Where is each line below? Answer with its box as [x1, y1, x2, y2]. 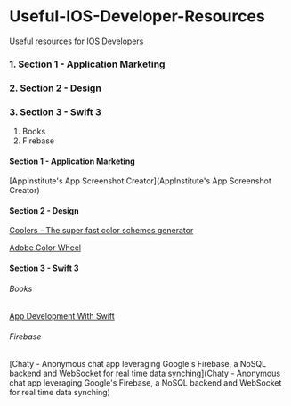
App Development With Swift [9, 311, 116, 321]
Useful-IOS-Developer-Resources [9, 6, 265, 27]
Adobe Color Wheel [9, 242, 82, 253]
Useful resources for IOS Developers [9, 36, 144, 46]
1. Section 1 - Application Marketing [9, 58, 166, 70]
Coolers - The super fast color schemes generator [9, 225, 194, 236]
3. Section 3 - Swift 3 [9, 105, 101, 118]
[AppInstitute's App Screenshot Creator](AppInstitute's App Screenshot [9, 175, 271, 186]
